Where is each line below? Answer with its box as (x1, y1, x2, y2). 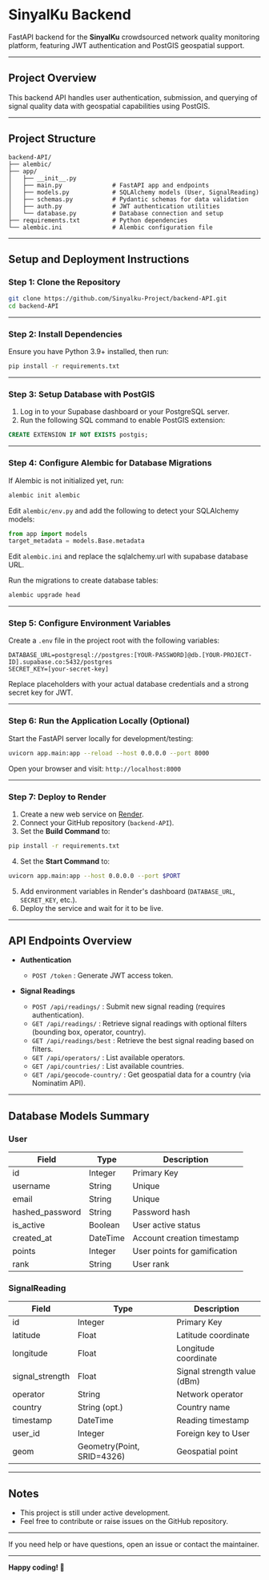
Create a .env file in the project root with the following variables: (8, 635, 220, 646)
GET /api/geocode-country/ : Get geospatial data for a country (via (31, 1070, 251, 1079)
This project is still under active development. (19, 1508, 171, 1518)
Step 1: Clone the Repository (8, 276, 121, 288)
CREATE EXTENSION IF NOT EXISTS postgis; (8, 431, 149, 439)
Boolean (89, 1219, 120, 1231)
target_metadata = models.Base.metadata (8, 537, 146, 546)
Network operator (175, 1389, 243, 1400)
